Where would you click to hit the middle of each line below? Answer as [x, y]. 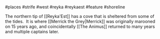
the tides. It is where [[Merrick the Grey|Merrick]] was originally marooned [80, 21]
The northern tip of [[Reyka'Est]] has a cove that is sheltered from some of [80, 16]
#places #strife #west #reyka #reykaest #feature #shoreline [65, 7]
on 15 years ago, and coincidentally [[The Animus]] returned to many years [80, 26]
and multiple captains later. [32, 32]
